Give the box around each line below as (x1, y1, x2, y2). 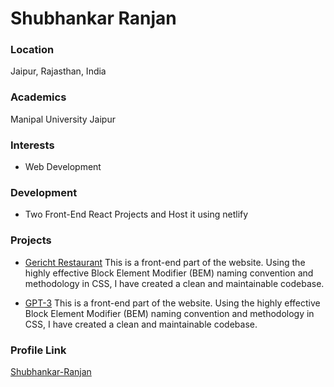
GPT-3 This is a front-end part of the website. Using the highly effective (24, 297, 321, 309)
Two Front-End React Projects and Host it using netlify (24, 208, 249, 221)
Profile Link (10, 343, 67, 357)
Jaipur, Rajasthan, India (10, 65, 107, 77)
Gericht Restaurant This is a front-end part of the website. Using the (24, 256, 306, 268)
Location (10, 43, 55, 57)
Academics (10, 90, 67, 104)
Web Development (24, 161, 102, 173)
